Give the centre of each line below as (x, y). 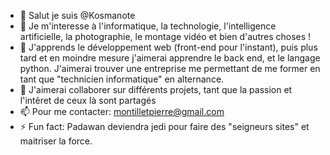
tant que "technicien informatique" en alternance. (122, 79)
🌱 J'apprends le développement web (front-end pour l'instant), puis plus (168, 47)
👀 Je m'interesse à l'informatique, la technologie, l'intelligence (148, 26)
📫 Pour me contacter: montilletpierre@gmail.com (122, 111)
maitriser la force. (56, 141)
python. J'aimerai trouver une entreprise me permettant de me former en (170, 68)
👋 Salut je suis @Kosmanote (77, 15)
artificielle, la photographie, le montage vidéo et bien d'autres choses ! (165, 36)
